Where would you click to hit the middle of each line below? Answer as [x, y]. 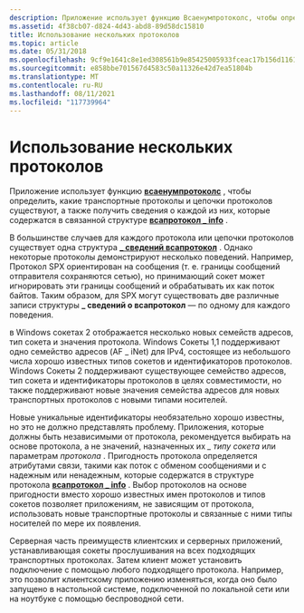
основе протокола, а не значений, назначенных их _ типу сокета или [142, 446]
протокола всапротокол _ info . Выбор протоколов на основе [128, 485]
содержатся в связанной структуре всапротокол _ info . [119, 220]
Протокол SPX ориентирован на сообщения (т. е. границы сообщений [145, 267]
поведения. [32, 315]
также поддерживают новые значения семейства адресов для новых [145, 390]
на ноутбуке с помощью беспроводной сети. [97, 598]
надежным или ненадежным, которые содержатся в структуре [132, 475]
